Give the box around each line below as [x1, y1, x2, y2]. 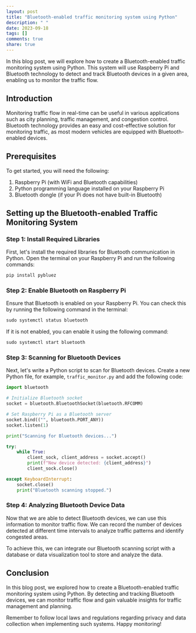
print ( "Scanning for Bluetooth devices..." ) [6, 433, 117, 439]
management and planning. [6, 602, 72, 609]
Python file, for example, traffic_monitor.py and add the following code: [6, 373, 184, 381]
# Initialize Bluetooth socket [6, 395, 83, 401]
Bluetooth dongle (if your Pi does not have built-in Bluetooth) [14, 191, 162, 198]
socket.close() [16, 481, 54, 487]
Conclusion [6, 568, 49, 578]
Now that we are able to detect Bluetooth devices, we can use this [6, 514, 167, 522]
